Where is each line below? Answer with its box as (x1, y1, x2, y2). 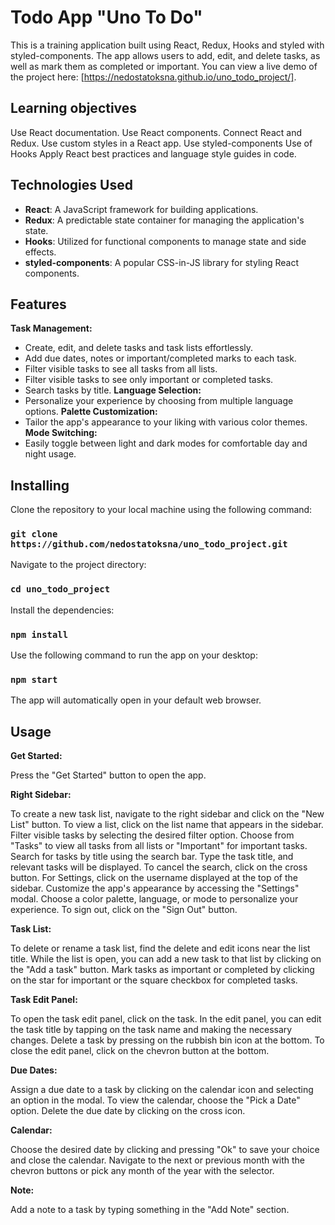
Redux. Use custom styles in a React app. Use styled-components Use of (10, 137, 313, 149)
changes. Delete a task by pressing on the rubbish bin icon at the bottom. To (10, 1034, 325, 1046)
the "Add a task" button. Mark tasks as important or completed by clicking (10, 964, 315, 976)
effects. (24, 246, 57, 258)
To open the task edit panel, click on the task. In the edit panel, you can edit (10, 1013, 322, 1025)
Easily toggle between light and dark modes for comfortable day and (24, 437, 308, 450)
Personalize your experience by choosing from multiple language (24, 395, 294, 407)
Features (10, 296, 67, 313)
